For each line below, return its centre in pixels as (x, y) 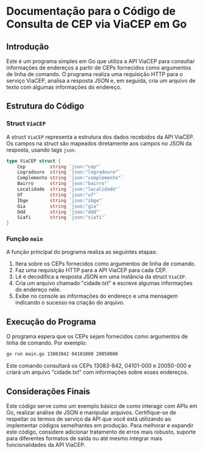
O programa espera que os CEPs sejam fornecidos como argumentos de (97, 337)
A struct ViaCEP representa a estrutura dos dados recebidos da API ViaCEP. (100, 137)
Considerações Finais (48, 391)
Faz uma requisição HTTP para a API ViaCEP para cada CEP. (91, 270)
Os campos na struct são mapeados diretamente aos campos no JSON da (99, 143)
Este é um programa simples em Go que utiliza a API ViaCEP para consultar (101, 61)
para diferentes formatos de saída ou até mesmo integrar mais (84, 438)
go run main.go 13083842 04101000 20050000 (62, 354)
